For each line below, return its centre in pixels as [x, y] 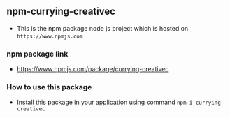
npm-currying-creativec [61, 12]
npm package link [37, 54]
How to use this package [49, 87]
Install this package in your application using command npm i [105, 102]
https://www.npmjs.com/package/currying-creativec [93, 69]
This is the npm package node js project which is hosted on [102, 28]
